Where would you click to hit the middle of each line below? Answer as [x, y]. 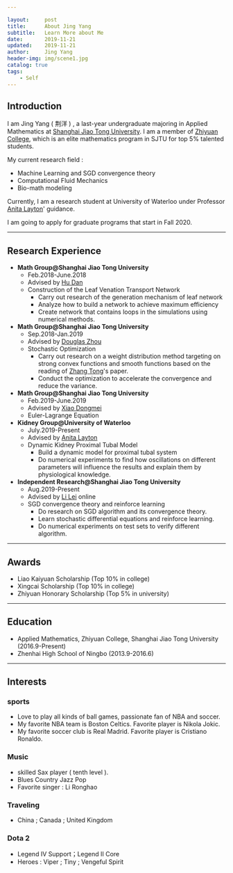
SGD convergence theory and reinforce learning [96, 504]
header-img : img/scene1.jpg [48, 59]
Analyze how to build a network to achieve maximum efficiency [128, 305]
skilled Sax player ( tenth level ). [63, 772]
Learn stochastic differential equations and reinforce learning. [126, 519]
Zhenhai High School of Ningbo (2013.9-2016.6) [85, 653]
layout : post [32, 19]
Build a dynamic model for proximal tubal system [107, 452]
